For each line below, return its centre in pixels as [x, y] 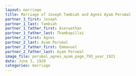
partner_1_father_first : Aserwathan [43, 28]
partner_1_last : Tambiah [31, 24]
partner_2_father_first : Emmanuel [41, 47]
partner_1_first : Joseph [31, 19]
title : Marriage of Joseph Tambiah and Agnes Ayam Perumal [68, 14]
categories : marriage [28, 65]
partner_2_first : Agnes [30, 38]
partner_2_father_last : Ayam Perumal [45, 51]
